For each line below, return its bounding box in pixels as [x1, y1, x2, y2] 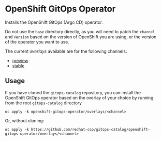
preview [12, 57, 28, 63]
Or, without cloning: [5, 117, 44, 124]
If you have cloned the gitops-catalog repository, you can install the [5, 89, 141, 95]
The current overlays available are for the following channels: [5, 48, 127, 54]
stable [12, 63, 25, 69]
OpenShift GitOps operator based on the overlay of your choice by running [5, 95, 154, 100]
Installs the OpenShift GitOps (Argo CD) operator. [5, 19, 103, 25]
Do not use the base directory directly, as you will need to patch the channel [5, 28, 155, 34]
